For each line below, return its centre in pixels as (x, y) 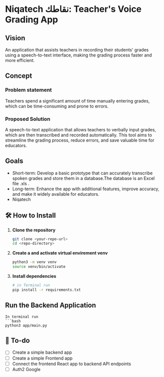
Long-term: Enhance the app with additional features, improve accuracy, (86, 189)
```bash (13, 321)
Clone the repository (34, 230)
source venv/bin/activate (39, 267)
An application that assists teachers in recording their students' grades (77, 50)
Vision (15, 38)
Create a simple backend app (42, 352)
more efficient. (20, 60)
